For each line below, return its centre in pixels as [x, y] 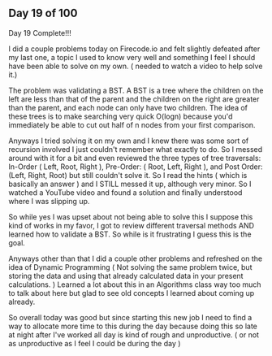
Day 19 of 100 [43, 13]
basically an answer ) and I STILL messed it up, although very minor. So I [130, 184]
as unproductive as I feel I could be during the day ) [95, 343]
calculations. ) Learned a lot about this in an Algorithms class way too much [135, 284]
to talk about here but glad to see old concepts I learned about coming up [132, 293]
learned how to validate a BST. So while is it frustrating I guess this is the [130, 234]
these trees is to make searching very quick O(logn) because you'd [121, 116]
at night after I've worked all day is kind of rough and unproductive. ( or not [134, 334]
